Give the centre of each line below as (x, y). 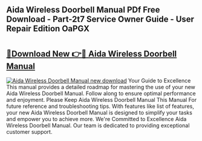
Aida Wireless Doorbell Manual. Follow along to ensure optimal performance (101, 93)
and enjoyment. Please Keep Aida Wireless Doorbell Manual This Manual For (102, 100)
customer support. (29, 132)
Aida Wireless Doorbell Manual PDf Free (83, 10)
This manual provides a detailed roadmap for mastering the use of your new (101, 87)
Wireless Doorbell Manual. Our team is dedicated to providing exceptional (98, 125)
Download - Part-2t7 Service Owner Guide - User (100, 20)
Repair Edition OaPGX (48, 29)
